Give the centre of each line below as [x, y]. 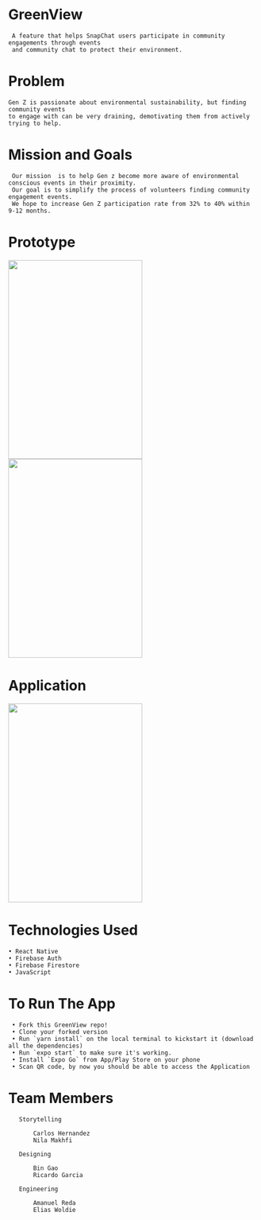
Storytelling [40, 1119]
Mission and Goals [70, 155]
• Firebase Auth [35, 958]
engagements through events [55, 43]
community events [37, 109]
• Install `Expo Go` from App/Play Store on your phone [106, 1059]
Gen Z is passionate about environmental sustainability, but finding [127, 102]
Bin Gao [46, 1168]
